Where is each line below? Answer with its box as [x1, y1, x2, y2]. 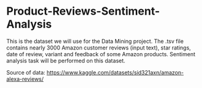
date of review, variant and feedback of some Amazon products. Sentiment [6, 50, 196, 57]
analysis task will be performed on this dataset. [6, 57, 125, 64]
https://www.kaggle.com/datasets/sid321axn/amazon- [47, 68, 184, 76]
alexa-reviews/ [6, 75, 44, 82]
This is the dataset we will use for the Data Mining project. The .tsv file [6, 37, 184, 45]
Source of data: [6, 68, 46, 76]
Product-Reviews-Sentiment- [6, 4, 160, 18]
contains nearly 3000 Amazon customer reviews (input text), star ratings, [6, 44, 191, 51]
